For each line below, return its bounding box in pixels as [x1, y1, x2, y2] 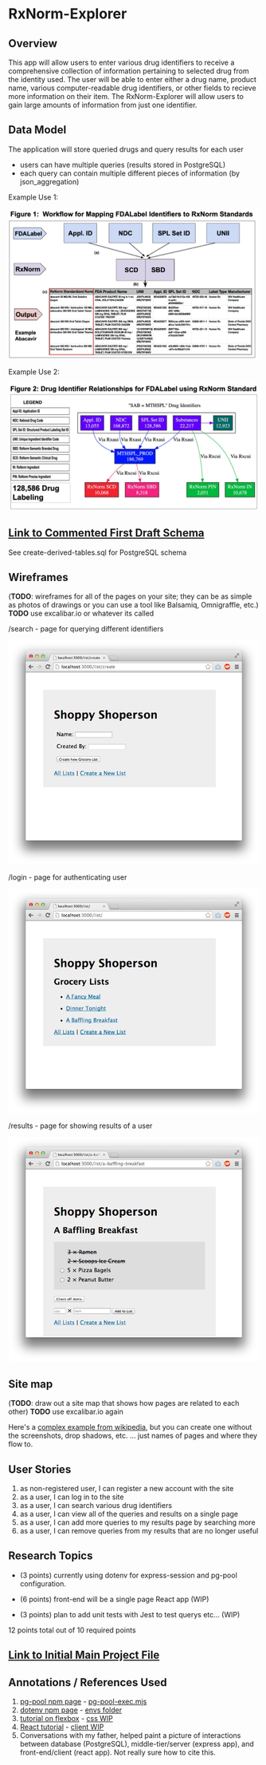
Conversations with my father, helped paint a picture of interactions [19, 1731, 241, 1740]
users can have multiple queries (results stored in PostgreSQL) [19, 160, 225, 169]
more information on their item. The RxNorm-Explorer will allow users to [8, 92, 244, 101]
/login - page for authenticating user [8, 873, 127, 882]
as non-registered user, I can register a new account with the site [19, 1484, 234, 1494]
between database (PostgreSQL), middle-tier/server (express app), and [19, 1739, 255, 1749]
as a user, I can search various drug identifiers [19, 1501, 173, 1510]
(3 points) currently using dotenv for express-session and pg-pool [19, 1570, 237, 1580]
